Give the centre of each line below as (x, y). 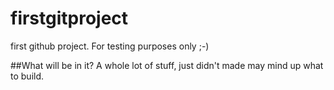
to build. (27, 76)
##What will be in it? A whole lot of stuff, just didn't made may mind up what (167, 65)
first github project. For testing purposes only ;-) (110, 46)
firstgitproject (69, 18)
